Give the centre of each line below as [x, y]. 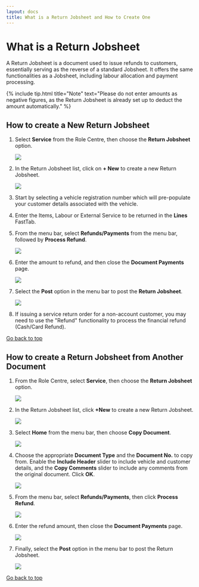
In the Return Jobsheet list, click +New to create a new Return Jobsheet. [104, 410]
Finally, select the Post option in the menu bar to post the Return [94, 549]
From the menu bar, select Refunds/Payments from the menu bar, [96, 234]
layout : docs [22, 12]
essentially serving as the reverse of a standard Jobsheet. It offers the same [100, 70]
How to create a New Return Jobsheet [78, 125]
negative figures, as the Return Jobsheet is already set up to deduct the [94, 100]
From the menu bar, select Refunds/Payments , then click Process [96, 497]
